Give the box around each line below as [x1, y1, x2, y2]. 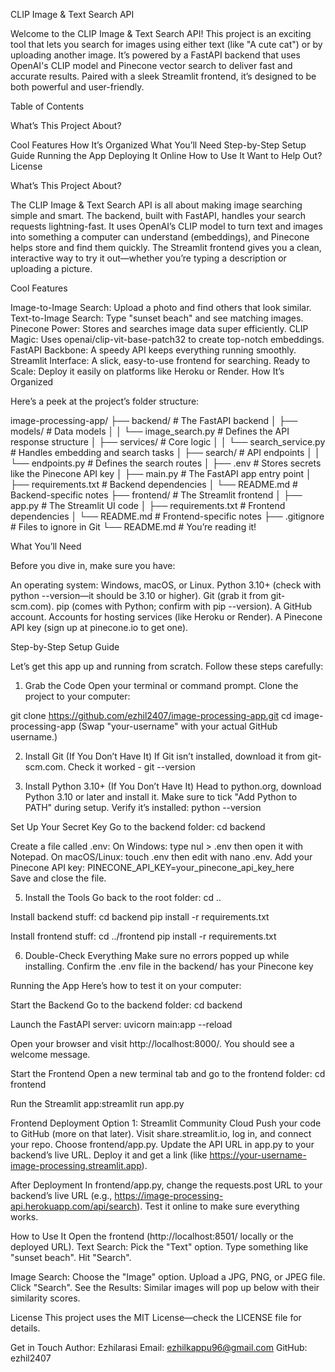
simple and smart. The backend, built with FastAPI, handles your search [10, 210, 306, 221]
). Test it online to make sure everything [136, 1200, 300, 1212]
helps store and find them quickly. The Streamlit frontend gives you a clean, [10, 242, 322, 253]
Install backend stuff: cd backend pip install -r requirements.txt [10, 911, 270, 923]
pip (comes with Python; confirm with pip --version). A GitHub [56, 600, 313, 612]
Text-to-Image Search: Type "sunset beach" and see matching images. [10, 312, 304, 324]
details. [10, 1322, 41, 1334]
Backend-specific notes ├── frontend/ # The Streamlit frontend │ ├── [10, 489, 303, 501]
